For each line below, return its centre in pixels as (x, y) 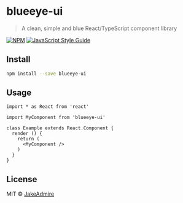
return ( (29, 139)
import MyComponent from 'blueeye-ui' (56, 118)
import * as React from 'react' (48, 107)
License (22, 179)
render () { (27, 134)
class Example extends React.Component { (60, 128)
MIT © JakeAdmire (30, 194)
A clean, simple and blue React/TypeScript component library (99, 28)
